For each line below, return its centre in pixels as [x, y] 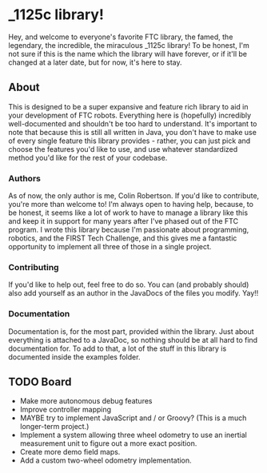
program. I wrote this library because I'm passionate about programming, [129, 230]
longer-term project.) [54, 427]
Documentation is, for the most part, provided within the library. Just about [131, 331]
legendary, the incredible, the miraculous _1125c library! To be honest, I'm [129, 45]
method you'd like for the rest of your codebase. [88, 157]
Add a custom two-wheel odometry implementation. [106, 460]
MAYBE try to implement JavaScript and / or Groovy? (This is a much [133, 418]
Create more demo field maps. [70, 452]
